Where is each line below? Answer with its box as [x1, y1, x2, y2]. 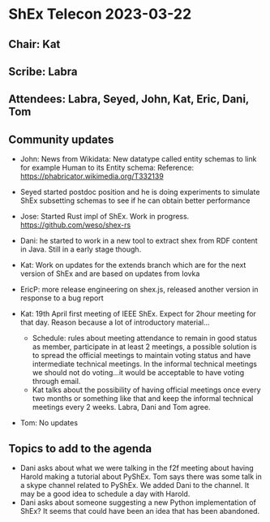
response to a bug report [19, 293, 104, 303]
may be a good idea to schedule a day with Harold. [19, 489, 191, 498]
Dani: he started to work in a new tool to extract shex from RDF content [19, 236, 258, 246]
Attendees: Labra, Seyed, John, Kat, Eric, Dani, [8, 93, 250, 106]
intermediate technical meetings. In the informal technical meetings [32, 359, 258, 369]
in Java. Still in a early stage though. [19, 244, 142, 254]
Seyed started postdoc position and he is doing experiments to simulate [19, 188, 260, 197]
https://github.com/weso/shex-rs [19, 220, 131, 230]
